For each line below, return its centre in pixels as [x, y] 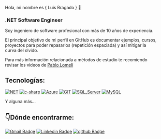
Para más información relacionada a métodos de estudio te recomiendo [76, 60]
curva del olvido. [22, 51]
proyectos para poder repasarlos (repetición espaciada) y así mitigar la [76, 45]
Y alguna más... [21, 102]
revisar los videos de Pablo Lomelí [39, 65]
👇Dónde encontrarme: [40, 117]
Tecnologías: [25, 80]
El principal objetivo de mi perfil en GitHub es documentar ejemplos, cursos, [81, 40]
